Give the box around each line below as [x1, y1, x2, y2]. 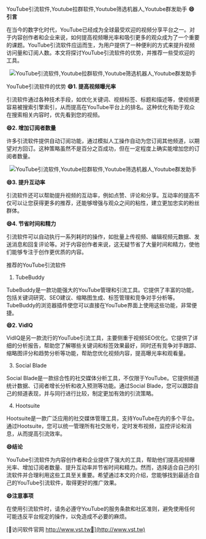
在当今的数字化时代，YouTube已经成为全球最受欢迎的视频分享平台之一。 [6, 26, 190, 33]
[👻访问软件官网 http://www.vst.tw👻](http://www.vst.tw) [6, 526, 145, 533]
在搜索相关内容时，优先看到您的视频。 [6, 111, 103, 118]
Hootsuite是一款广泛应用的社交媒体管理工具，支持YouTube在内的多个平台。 [6, 415, 198, 422]
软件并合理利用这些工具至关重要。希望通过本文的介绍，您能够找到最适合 [11, 472, 194, 478]
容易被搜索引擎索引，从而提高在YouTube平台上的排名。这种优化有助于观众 [6, 104, 195, 110]
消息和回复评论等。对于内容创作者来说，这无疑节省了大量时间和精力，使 [11, 241, 194, 248]
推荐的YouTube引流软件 [6, 261, 66, 269]
